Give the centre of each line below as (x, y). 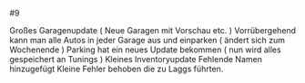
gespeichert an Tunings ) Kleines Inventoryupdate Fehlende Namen (136, 59)
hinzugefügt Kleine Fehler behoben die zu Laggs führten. (117, 69)
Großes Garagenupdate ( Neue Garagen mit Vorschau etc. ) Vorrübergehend (153, 30)
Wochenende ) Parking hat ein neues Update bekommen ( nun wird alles (145, 50)
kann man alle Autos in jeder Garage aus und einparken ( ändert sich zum (147, 40)
